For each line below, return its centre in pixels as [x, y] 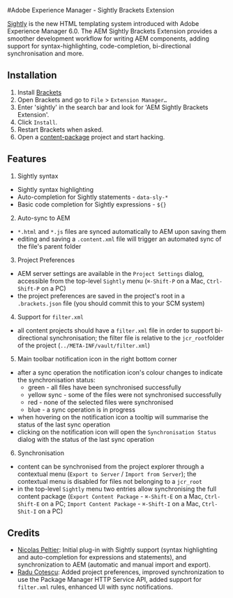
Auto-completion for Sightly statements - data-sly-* [93, 197]
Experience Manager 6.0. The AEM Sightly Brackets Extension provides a [112, 31]
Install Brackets [39, 92]
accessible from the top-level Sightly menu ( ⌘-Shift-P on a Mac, [111, 281]
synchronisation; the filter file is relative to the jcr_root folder [137, 338]
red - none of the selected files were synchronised [100, 402]
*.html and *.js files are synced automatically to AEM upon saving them [122, 231]
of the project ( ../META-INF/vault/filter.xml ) [84, 345]
